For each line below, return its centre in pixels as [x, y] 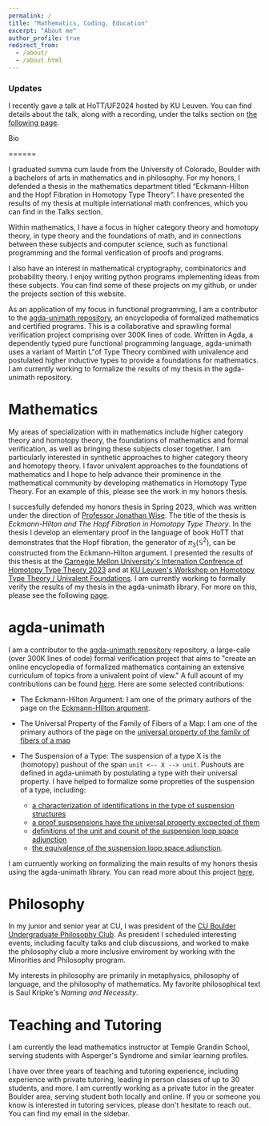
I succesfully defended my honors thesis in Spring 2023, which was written [132, 507]
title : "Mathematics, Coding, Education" [78, 23]
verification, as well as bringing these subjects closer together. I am [120, 449]
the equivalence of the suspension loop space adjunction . [127, 848]
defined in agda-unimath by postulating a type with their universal [128, 772]
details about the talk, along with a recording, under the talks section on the [133, 114]
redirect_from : [34, 46]
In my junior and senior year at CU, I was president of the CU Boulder [122, 926]
